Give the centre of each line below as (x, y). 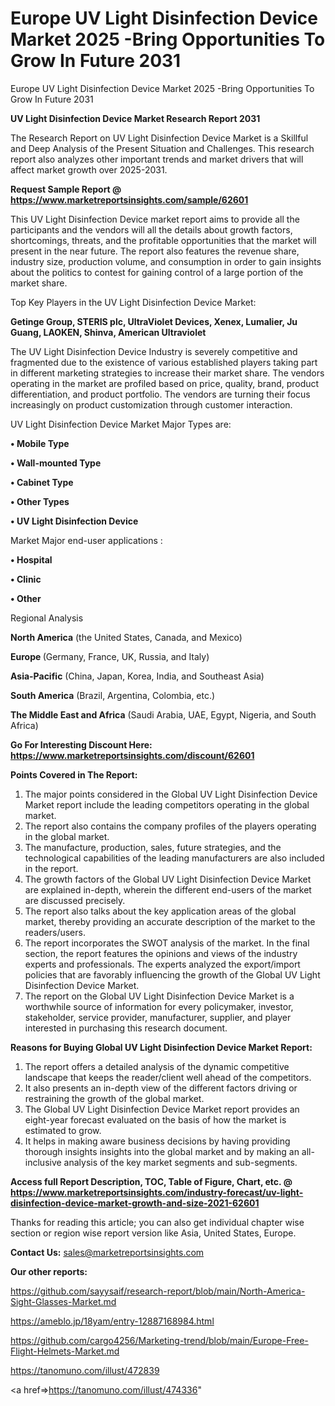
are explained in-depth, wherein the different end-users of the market (168, 889)
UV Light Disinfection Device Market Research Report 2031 (135, 118)
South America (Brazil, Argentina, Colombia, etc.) (113, 695)
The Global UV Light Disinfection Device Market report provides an (162, 1109)
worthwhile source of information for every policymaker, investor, (159, 1006)
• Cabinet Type (42, 482)
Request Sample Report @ (66, 189)
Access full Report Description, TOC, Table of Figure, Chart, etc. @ (151, 1181)
